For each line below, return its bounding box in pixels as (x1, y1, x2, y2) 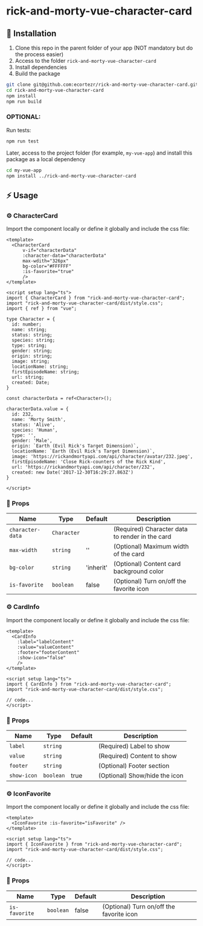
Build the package (14, 70, 60, 77)
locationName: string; (11, 364, 69, 370)
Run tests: (6, 126, 31, 133)
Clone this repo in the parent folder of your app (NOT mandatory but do (14, 44, 193, 51)
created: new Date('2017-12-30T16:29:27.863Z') (11, 469, 134, 475)
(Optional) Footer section (98, 762, 170, 770)
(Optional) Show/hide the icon (98, 771, 184, 780)
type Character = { (6, 316, 56, 323)
